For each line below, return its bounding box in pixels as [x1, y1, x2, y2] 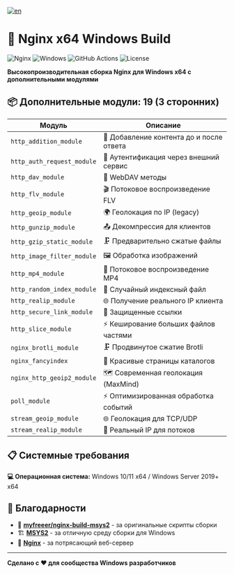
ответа [103, 140, 127, 150]
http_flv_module [10, 191, 65, 198]
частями [103, 330, 132, 340]
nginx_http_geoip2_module [10, 374, 97, 382]
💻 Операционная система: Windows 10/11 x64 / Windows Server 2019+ [7, 472, 219, 480]
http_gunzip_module [10, 223, 75, 232]
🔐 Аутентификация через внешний [103, 152, 219, 162]
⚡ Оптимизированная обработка [103, 391, 214, 401]
